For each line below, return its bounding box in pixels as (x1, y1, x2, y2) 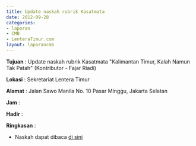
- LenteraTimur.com (6, 36, 55, 42)
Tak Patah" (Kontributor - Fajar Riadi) (6, 64, 97, 71)
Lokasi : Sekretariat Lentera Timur (6, 75, 90, 83)
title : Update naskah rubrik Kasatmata (6, 8, 105, 15)
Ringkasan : (6, 122, 36, 129)
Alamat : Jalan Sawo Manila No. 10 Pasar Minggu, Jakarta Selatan (6, 87, 168, 94)
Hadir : (6, 110, 23, 118)
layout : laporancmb (6, 42, 55, 48)
